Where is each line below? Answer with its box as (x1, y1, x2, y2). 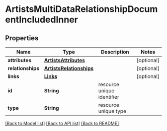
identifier (98, 93, 119, 100)
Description (101, 49, 129, 55)
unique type (98, 108, 127, 115)
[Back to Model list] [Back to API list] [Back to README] (5, 121, 119, 126)
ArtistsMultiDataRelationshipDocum (5, 3, 158, 15)
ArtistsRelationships (44, 65, 93, 71)
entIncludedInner (5, 14, 79, 25)
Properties (5, 34, 39, 42)
